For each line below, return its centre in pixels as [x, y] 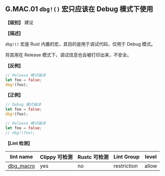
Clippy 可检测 [56, 157]
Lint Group [127, 157]
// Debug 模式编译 [23, 105]
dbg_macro [21, 166]
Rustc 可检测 [93, 157]
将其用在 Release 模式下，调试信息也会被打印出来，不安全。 [68, 54]
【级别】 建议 [19, 22]
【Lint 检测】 [19, 143]
